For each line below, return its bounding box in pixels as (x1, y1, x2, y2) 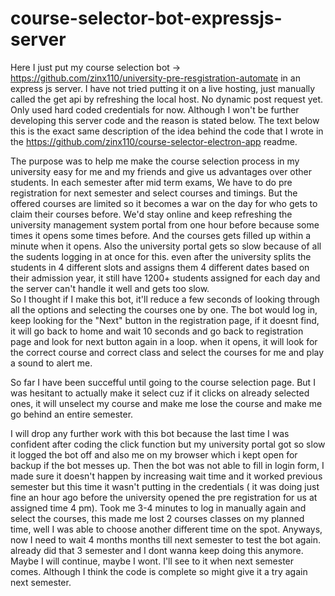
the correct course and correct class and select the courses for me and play (10, 346, 325, 358)
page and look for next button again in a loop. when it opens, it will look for (10, 335, 318, 347)
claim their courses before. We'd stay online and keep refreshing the (10, 208, 293, 220)
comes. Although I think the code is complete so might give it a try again (10, 565, 308, 577)
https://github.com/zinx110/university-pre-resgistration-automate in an (10, 72, 301, 84)
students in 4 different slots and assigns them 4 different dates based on (10, 261, 310, 273)
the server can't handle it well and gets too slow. (10, 282, 210, 294)
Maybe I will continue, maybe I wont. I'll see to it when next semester (10, 555, 295, 567)
